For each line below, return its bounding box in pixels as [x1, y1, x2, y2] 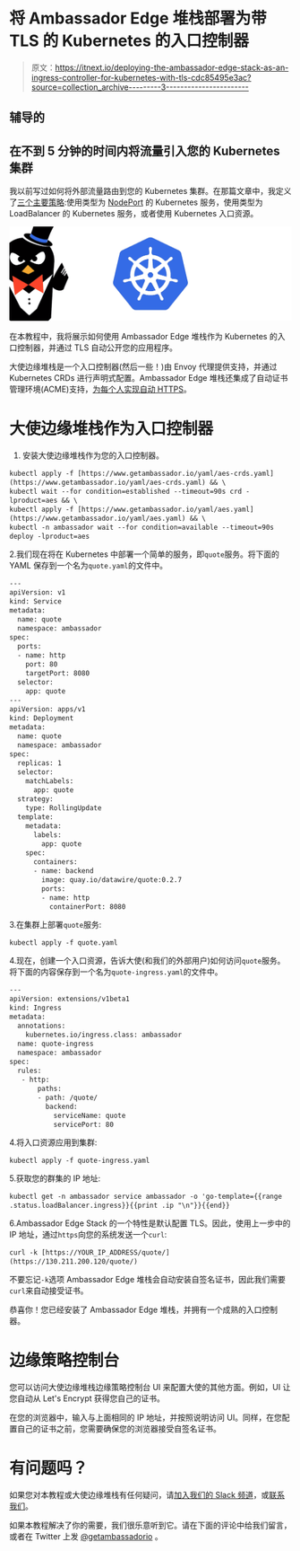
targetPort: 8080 [25, 668, 90, 678]
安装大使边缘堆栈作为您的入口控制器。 [21, 450, 164, 461]
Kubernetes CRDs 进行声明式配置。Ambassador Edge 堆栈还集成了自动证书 [9, 372, 288, 383]
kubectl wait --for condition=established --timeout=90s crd [9, 487, 243, 496]
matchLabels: [25, 776, 74, 786]
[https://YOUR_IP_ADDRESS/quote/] [41, 1247, 170, 1257]
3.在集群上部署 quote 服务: [9, 919, 102, 930]
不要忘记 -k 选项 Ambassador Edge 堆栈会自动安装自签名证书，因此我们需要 [9, 1273, 287, 1284]
